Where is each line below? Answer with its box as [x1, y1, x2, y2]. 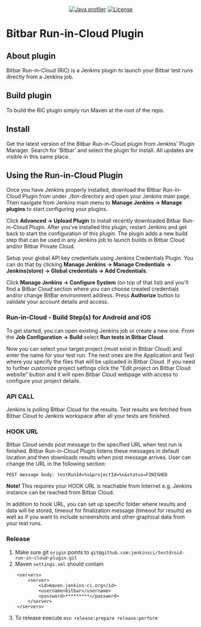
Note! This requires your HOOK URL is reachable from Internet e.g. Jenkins [6, 482, 193, 490]
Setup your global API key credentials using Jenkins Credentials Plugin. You [6, 254, 194, 262]
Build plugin [6, 90, 52, 101]
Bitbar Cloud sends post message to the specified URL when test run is [6, 441, 182, 449]
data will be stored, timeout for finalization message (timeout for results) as [6, 507, 192, 514]
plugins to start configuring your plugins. [6, 206, 108, 213]
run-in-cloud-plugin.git [14, 555, 77, 561]
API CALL [6, 392, 34, 400]
